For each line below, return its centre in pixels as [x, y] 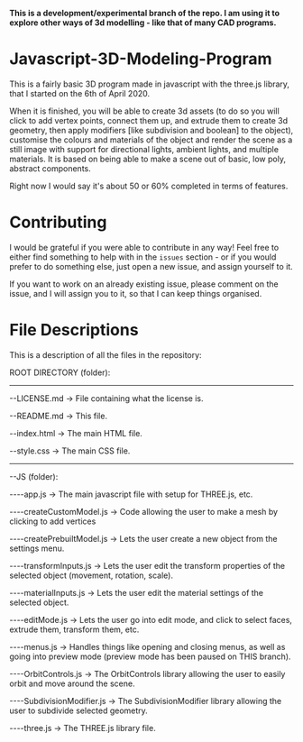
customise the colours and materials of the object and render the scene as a [151, 140]
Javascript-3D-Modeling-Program [141, 59]
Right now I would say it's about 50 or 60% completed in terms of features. [149, 186]
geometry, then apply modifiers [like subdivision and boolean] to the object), [151, 130]
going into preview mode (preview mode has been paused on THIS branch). [150, 656]
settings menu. [37, 548]
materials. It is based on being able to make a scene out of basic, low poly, [148, 159]
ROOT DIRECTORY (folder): [60, 372]
